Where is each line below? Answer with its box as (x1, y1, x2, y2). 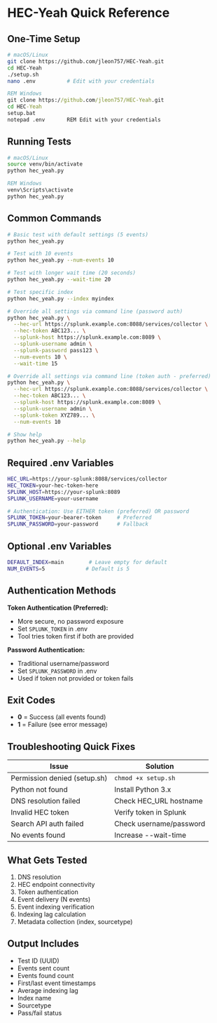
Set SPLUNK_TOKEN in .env (17, 624, 88, 633)
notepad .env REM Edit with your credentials (7, 116, 161, 123)
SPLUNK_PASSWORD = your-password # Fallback (7, 521, 149, 528)
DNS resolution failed (10, 796, 80, 806)
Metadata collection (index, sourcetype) (17, 918, 133, 925)
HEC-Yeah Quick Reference (7, 5, 170, 21)
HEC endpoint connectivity (17, 881, 95, 888)
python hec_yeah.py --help (7, 437, 86, 445)
